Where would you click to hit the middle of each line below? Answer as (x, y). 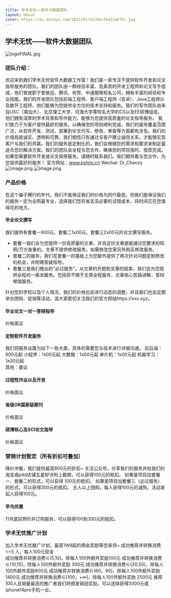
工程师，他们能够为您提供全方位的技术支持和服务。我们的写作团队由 (90, 105)
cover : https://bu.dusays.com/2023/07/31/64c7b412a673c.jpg (70, 19)
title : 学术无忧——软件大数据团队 (36, 10)
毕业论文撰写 (19, 220)
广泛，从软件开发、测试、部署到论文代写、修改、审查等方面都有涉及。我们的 (85, 131)
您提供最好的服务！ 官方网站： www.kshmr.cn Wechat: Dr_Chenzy (74, 163)
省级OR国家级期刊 (24, 405)
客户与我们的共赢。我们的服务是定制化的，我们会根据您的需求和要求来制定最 (85, 144)
